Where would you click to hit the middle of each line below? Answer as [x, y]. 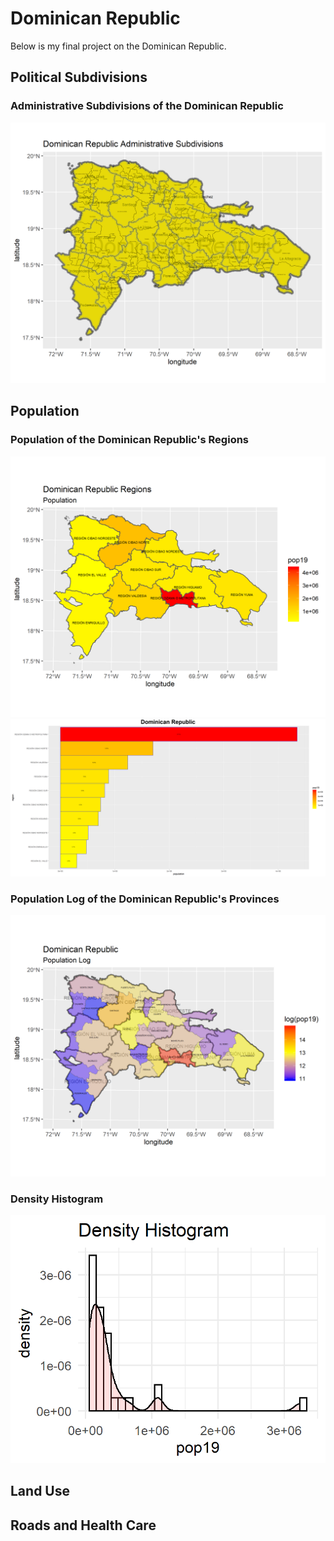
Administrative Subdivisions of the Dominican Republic [147, 106]
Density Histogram [57, 1199]
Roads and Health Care [83, 1525]
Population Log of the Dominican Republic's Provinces [145, 899]
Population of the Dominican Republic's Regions [130, 440]
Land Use [40, 1491]
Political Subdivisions [79, 77]
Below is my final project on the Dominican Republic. [118, 46]
